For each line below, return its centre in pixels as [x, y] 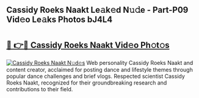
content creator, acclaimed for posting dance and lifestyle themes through [100, 70]
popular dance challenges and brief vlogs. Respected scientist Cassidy [96, 76]
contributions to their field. [40, 89]
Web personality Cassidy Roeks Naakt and [140, 63]
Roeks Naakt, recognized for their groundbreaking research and [87, 83]
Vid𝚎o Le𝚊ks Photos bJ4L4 [60, 20]
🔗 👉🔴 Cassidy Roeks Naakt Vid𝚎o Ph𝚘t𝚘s [88, 45]
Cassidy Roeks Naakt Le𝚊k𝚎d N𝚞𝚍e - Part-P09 [97, 10]
